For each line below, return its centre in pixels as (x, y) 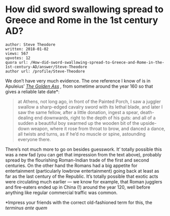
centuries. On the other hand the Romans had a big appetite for (71, 165)
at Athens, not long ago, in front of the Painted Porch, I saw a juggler (89, 101)
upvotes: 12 (18, 58)
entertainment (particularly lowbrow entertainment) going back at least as (82, 171)
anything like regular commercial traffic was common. (61, 193)
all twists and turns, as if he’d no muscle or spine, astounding (81, 134)
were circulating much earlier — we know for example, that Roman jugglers (84, 181)
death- (147, 112)
